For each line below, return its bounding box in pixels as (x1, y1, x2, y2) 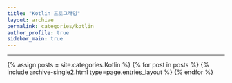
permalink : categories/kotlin (7, 23, 95, 29)
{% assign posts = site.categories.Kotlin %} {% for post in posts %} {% (7, 61, 209, 69)
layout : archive (7, 16, 54, 23)
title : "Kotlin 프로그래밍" (7, 10, 81, 17)
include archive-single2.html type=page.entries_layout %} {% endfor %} (7, 68, 214, 76)
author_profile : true (7, 29, 70, 36)
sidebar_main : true (7, 36, 64, 43)
